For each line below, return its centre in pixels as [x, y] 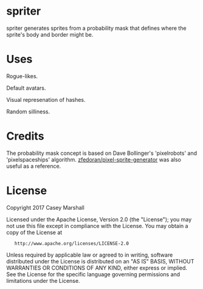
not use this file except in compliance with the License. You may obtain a [97, 226]
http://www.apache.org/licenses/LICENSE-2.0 [72, 243]
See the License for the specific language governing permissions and [93, 274]
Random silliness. [28, 112]
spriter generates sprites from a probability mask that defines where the [96, 28]
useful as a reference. [34, 166]
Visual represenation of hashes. [46, 99]
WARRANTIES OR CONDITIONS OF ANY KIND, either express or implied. [97, 268]
